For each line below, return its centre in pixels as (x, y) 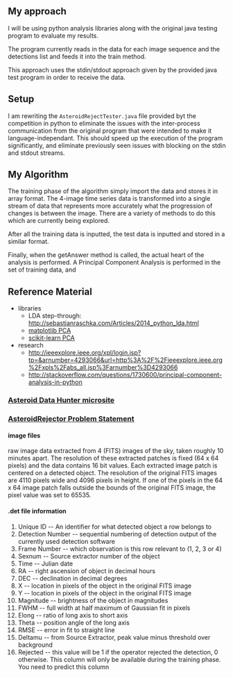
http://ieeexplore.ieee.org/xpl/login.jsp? (85, 353)
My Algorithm (38, 175)
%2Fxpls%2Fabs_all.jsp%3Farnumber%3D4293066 (103, 367)
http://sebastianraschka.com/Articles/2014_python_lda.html (114, 323)
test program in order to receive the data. (67, 77)
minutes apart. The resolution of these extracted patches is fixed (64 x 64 (113, 458)
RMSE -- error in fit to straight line (66, 630)
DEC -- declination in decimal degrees (72, 578)
